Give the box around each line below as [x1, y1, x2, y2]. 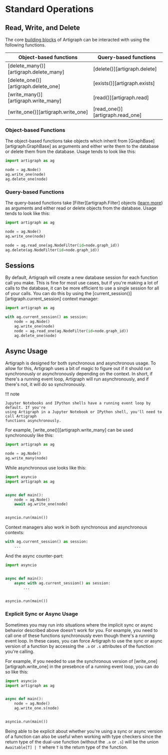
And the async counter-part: [5, 552, 64, 558]
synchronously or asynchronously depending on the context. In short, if [5, 371, 153, 377]
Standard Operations [5, 3, 94, 15]
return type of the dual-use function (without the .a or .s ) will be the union [5, 738, 159, 744]
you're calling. [5, 648, 34, 654]
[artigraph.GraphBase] [5, 143, 51, 149]
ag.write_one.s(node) [14, 706, 59, 711]
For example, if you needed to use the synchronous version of [5, 658, 133, 664]
